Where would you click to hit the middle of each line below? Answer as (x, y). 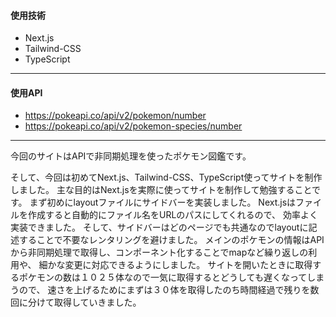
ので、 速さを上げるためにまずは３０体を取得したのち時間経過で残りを (164, 290)
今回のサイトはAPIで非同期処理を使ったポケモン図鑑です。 (131, 156)
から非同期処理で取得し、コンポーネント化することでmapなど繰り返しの (159, 252)
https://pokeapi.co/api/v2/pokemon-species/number (133, 126)
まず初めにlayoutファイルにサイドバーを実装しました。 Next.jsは (163, 202)
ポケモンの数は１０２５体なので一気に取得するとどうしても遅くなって (163, 277)
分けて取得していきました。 (84, 302)
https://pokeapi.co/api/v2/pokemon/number (115, 116)
